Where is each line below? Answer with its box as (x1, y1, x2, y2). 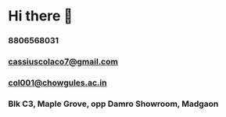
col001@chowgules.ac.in (8, 77, 107, 88)
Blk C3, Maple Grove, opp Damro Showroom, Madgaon (8, 98, 219, 109)
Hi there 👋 (8, 7, 73, 25)
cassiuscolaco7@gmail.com (8, 57, 119, 68)
